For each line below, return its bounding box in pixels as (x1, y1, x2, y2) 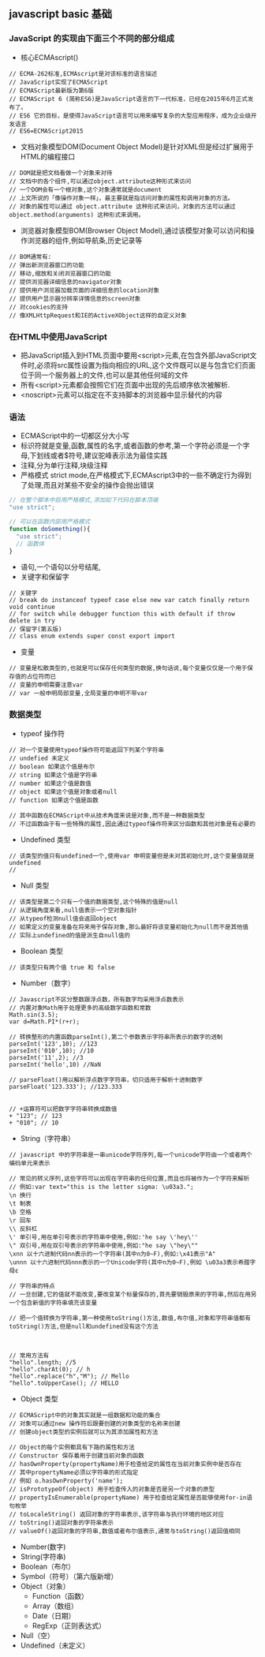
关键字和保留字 (20, 572, 69, 582)
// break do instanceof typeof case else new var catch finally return (9, 597, 249, 604)
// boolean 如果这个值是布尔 (9, 762, 95, 771)
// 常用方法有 (9, 1352, 50, 1360)
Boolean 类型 (20, 946, 64, 956)
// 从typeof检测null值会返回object (9, 915, 118, 922)
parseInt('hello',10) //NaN (9, 1060, 102, 1068)
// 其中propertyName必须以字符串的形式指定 (9, 1468, 139, 1476)
